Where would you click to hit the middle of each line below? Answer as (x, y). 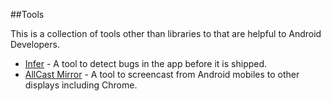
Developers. (35, 44)
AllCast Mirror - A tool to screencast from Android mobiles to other (162, 74)
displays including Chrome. (81, 85)
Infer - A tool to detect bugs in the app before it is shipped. (146, 63)
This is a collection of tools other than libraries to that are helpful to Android (166, 33)
